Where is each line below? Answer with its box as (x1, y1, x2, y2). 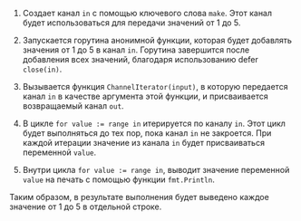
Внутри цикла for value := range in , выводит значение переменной (22, 165, 290, 175)
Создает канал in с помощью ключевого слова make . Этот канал (22, 8, 273, 18)
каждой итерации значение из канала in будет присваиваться (22, 138, 266, 148)
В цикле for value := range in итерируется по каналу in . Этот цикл (22, 118, 286, 129)
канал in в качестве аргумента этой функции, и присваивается (22, 91, 269, 101)
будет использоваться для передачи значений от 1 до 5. (22, 17, 241, 28)
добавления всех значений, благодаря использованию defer (22, 54, 258, 64)
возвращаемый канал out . (22, 101, 124, 111)
